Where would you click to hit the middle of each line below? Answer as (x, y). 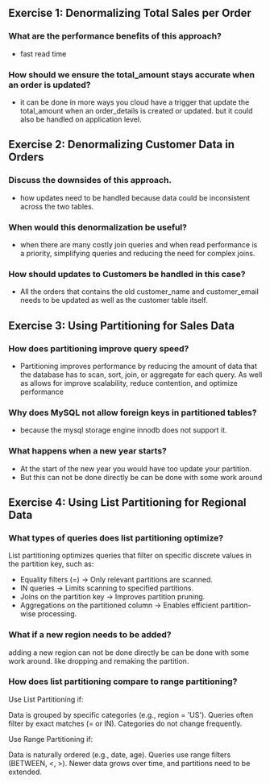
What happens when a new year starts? (87, 451)
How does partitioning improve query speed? (99, 348)
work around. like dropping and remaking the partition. (99, 661)
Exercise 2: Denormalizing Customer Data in (122, 145)
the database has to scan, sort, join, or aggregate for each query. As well (141, 375)
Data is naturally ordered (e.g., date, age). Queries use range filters (120, 754)
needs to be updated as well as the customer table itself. (114, 300)
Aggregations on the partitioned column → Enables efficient (119, 605)
